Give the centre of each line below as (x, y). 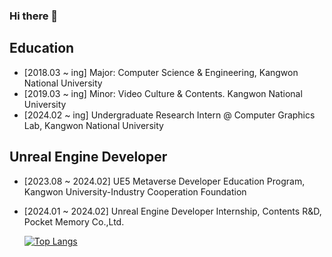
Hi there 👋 (34, 16)
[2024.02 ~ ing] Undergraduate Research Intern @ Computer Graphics (169, 115)
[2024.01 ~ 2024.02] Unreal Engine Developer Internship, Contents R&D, (172, 211)
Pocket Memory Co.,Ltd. (74, 221)
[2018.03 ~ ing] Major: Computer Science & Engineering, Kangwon (161, 72)
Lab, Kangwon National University (93, 125)
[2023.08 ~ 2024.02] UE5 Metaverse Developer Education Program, (164, 181)
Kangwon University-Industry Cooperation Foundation (135, 191)
